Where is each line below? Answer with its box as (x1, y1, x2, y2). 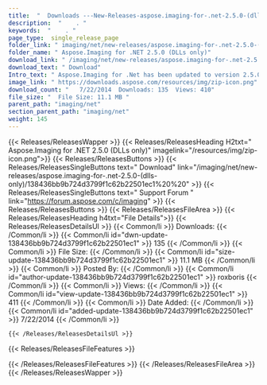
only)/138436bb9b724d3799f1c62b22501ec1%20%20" (8, 179, 190, 189)
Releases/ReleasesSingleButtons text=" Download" (8, 162, 176, 172)
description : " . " (8, 19, 87, 27)
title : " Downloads (8, 11, 80, 20)
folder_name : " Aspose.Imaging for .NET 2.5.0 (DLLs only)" (8, 49, 212, 56)
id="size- (204, 247, 236, 256)
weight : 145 (8, 115, 48, 123)
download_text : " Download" (8, 64, 102, 72)
